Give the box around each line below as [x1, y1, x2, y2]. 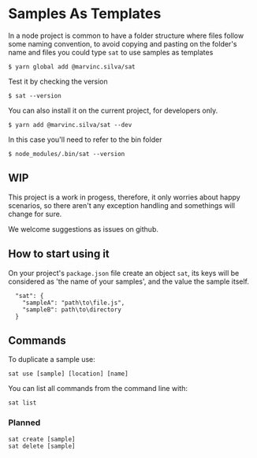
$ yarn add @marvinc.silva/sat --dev [8, 121, 132, 128]
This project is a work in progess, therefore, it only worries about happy [8, 192, 240, 202]
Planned [8, 417, 41, 428]
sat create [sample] [8, 435, 76, 443]
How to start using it [8, 248, 110, 261]
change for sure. [8, 209, 62, 218]
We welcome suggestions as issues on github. [8, 224, 159, 233]
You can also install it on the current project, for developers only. [8, 106, 218, 115]
